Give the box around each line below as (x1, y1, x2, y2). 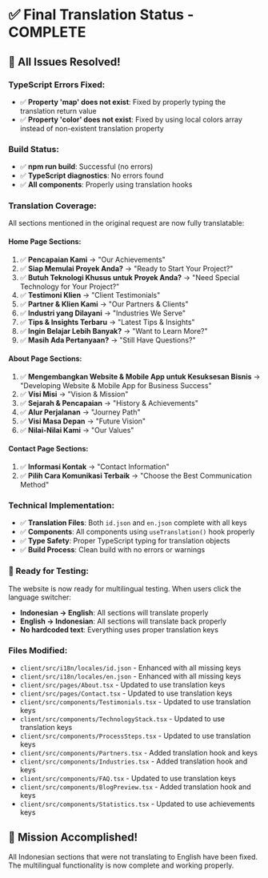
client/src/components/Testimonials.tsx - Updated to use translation (19, 696, 251, 706)
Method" (19, 480, 50, 490)
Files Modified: (8, 644, 68, 655)
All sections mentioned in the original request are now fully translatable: (8, 218, 245, 228)
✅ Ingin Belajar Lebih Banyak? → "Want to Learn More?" (19, 326, 208, 335)
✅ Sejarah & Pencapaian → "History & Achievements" (19, 398, 198, 407)
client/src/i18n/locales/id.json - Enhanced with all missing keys (19, 663, 242, 672)
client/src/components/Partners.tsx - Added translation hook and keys (19, 748, 258, 757)
